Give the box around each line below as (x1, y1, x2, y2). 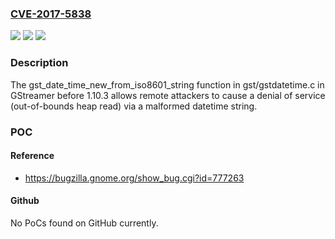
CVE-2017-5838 (10, 7, 92, 21)
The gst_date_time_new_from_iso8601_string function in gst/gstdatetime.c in (10, 78, 325, 91)
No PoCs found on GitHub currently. (10, 217, 159, 229)
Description (10, 56, 69, 70)
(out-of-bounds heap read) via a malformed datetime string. (10, 100, 258, 112)
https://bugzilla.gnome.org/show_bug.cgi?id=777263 (24, 172, 245, 184)
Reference (10, 150, 55, 162)
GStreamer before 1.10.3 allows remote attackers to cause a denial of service (10, 89, 326, 101)
